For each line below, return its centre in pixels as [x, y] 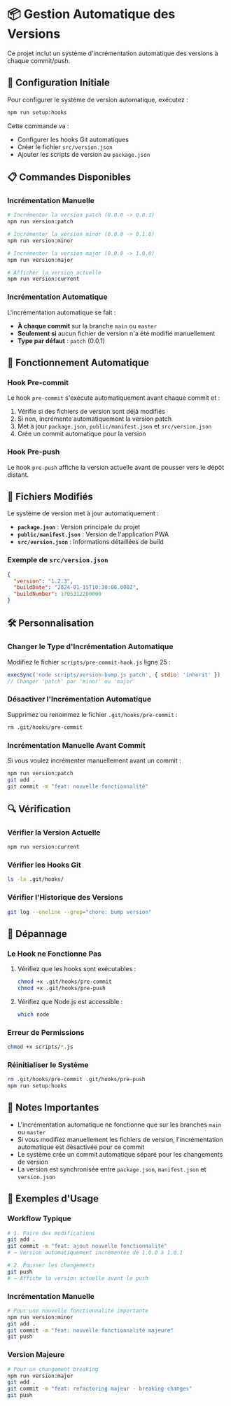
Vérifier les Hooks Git [44, 865]
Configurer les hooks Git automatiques [73, 139]
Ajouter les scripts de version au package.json [84, 154]
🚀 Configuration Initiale [59, 83]
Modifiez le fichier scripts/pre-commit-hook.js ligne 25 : [89, 662]
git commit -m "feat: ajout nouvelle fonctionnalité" [87, 1246]
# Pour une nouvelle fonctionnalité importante [78, 1311]
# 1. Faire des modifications [51, 1233]
